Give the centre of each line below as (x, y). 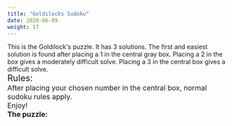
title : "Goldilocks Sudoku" (49, 14)
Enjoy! (18, 106)
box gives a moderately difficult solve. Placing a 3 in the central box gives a (116, 62)
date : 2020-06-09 (33, 20)
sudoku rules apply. (40, 97)
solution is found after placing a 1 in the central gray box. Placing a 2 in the (115, 54)
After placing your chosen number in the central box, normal (107, 88)
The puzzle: (27, 115)
